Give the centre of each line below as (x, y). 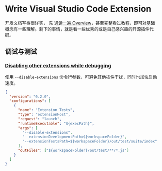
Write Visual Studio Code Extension (78, 9)
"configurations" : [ (30, 101)
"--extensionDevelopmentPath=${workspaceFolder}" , (75, 137)
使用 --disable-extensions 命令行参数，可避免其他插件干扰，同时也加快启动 (81, 77)
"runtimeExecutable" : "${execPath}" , (56, 123)
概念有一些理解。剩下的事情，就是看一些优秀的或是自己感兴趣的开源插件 (77, 29)
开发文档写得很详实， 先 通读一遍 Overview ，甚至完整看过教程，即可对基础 (80, 23)
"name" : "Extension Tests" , (46, 110)
